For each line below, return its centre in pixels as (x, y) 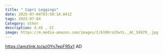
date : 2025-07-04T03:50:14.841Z (38, 14)
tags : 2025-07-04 (23, 19)
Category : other (22, 23)
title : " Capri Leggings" (32, 10)
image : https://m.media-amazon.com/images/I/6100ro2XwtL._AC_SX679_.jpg (82, 32)
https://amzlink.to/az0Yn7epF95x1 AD (44, 46)
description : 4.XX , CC (30, 28)
